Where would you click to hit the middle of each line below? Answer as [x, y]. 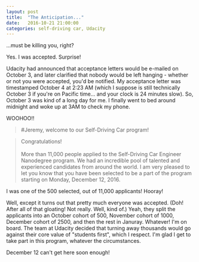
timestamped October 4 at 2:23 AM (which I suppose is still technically [93, 88]
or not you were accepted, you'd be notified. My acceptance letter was [94, 81]
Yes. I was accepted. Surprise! [44, 57]
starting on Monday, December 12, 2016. [71, 179]
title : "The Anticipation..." [45, 17]
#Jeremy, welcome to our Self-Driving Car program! [85, 130]
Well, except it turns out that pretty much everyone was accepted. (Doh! [95, 203]
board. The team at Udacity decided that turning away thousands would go [99, 229]
